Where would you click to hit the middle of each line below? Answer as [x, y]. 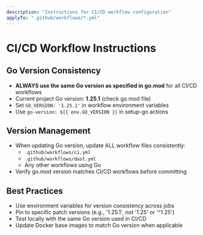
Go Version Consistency [54, 71]
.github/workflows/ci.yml [57, 153]
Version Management [48, 130]
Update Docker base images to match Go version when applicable [99, 225]
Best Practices [35, 191]
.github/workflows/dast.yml [60, 159]
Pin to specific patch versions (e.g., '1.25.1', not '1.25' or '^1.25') [95, 212]
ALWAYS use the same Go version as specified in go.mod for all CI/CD [106, 85]
